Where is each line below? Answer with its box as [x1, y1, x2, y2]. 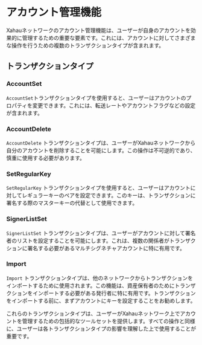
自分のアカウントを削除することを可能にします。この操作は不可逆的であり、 [6, 146, 196, 154]
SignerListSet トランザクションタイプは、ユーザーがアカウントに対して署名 [6, 229, 196, 236]
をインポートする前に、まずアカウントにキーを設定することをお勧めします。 [6, 297, 196, 304]
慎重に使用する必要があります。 [6, 154, 86, 161]
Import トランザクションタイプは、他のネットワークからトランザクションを [6, 274, 193, 282]
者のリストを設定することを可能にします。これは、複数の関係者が [6, 237, 170, 244]
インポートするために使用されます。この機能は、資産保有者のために [6, 282, 175, 289]
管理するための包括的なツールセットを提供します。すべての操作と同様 [22, 317, 196, 324]
